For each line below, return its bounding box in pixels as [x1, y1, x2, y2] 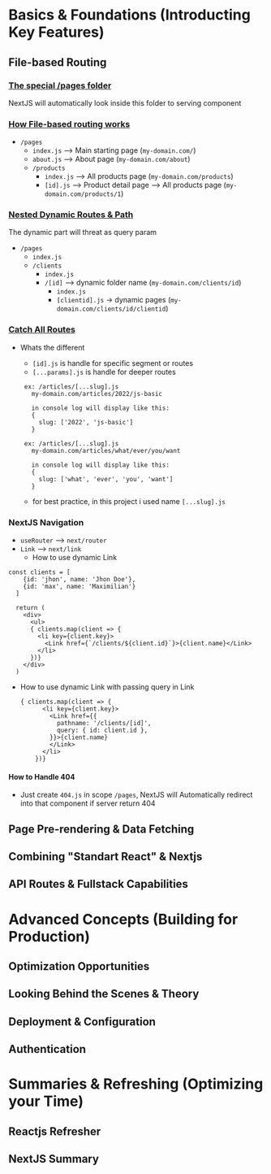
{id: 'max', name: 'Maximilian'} [23, 583, 136, 591]
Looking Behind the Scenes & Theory [8, 987, 200, 1001]
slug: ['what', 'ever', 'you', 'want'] [38, 475, 174, 483]
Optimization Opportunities [8, 959, 150, 973]
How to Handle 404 [8, 772, 75, 781]
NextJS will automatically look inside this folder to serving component [8, 98, 242, 107]
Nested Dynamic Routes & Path [8, 209, 134, 220]
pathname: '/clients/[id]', [56, 720, 152, 728]
